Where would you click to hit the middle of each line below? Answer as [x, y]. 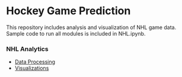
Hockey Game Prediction [68, 11]
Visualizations [32, 68]
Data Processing [35, 62]
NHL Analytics [27, 49]
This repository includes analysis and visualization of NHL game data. [91, 27]
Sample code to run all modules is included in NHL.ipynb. [76, 33]
